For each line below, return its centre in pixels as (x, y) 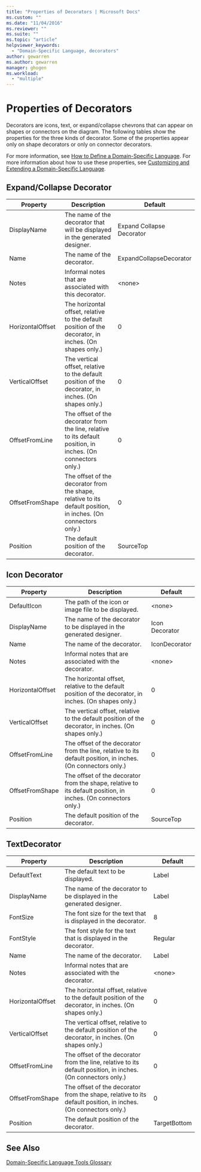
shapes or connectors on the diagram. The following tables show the (91, 132)
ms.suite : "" (22, 34)
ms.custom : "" (24, 17)
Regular (164, 938)
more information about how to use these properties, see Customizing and (98, 162)
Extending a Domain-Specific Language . (56, 169)
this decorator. (85, 294)
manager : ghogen (26, 68)
